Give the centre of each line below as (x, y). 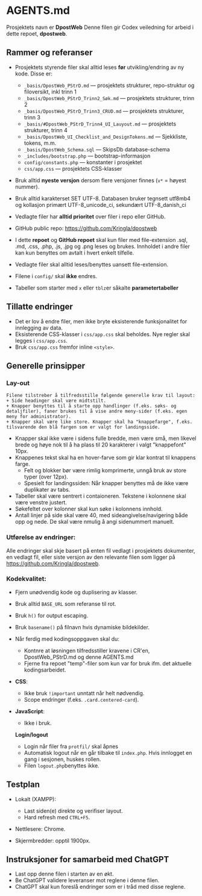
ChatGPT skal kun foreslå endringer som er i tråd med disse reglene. (100, 887)
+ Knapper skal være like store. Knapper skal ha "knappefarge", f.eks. (99, 422)
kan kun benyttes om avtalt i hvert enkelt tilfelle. (74, 253)
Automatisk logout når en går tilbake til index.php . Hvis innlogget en (108, 752)
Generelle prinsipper (46, 366)
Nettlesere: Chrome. (40, 829)
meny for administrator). (39, 417)
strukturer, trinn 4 (46, 130)
